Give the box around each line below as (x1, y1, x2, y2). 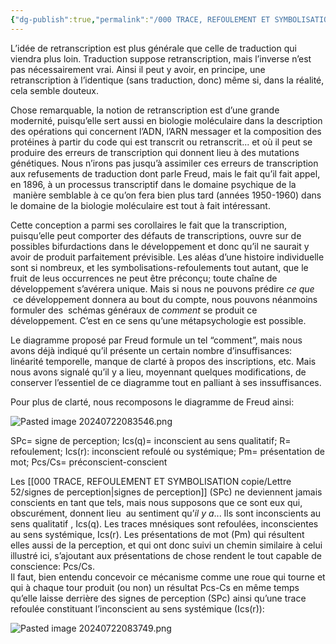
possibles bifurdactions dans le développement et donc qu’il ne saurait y (10, 240, 310, 252)
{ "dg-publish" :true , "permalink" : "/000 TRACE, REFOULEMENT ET (10, 14, 271, 25)
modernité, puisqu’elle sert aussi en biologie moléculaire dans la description (10, 114, 323, 126)
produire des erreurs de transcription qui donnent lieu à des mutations (10, 146, 300, 158)
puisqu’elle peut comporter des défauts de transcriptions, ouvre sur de (10, 229, 302, 241)
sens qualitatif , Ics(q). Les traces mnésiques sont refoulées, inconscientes (10, 517, 319, 530)
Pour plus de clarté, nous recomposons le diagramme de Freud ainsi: (10, 396, 295, 408)
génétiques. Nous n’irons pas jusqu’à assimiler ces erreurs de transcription (10, 157, 319, 169)
